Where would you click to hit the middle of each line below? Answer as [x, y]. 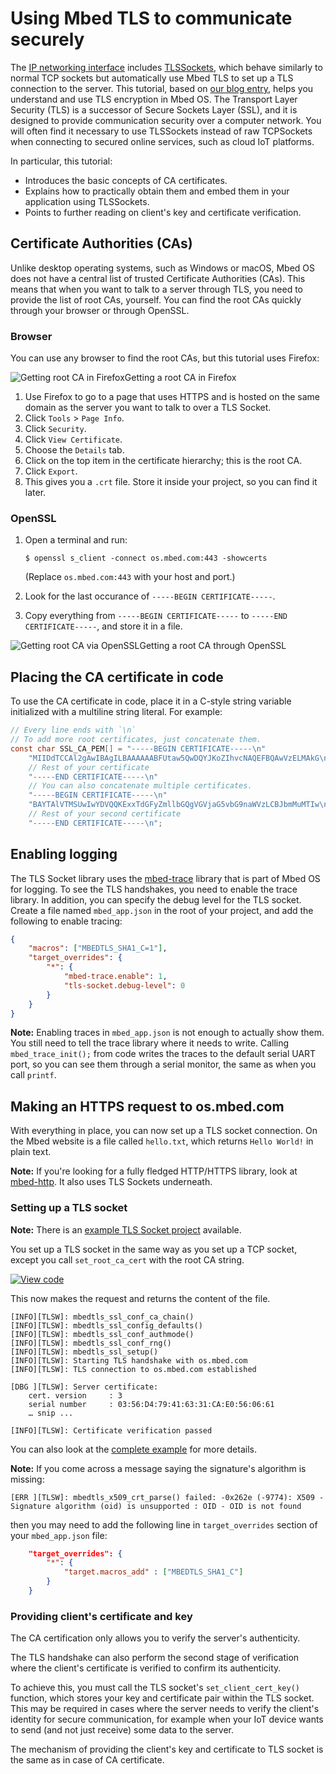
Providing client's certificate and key [101, 1616]
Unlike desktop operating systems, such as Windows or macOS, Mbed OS [162, 268]
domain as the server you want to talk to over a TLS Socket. [148, 408]
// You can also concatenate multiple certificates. [140, 786]
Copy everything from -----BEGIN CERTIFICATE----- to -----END [156, 616]
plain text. [31, 1152]
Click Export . [51, 471]
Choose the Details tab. [74, 450]
